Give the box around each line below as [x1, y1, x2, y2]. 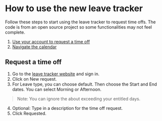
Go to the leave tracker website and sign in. [12, 71, 100, 77]
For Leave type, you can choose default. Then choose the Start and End [12, 81, 157, 87]
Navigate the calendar [12, 44, 57, 50]
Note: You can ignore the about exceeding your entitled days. [17, 96, 141, 102]
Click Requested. [12, 110, 47, 116]
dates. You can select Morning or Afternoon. [12, 86, 101, 92]
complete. [5, 29, 25, 35]
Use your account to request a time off [12, 38, 90, 44]
